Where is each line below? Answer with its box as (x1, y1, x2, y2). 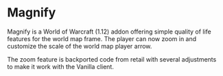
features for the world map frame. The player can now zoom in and (7, 34, 197, 42)
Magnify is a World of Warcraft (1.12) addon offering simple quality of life (7, 27, 211, 36)
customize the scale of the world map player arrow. (7, 42, 152, 50)
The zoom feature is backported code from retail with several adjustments (7, 55, 217, 63)
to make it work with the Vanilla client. (7, 62, 115, 71)
